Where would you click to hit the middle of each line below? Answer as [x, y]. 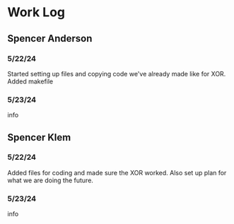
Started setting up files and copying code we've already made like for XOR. [117, 73]
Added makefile [30, 81]
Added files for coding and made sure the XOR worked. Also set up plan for [117, 172]
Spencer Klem [39, 137]
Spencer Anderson [50, 39]
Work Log [36, 12]
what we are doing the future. [51, 180]
